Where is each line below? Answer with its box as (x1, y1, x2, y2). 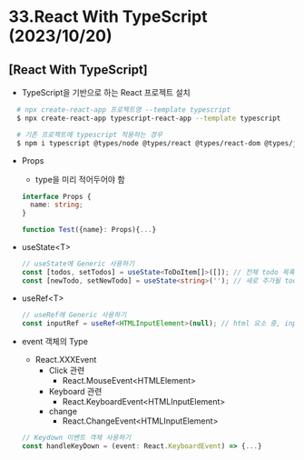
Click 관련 (48, 365, 85, 376)
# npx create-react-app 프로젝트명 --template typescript (16, 105, 231, 115)
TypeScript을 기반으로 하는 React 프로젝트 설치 (21, 87, 191, 97)
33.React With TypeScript (8, 6, 208, 27)
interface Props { (21, 192, 92, 201)
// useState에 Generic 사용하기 (21, 259, 135, 268)
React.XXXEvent (34, 355, 97, 365)
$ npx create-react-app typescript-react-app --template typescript (16, 114, 281, 123)
